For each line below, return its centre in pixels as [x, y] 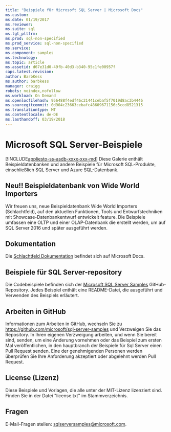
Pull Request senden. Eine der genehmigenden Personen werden [74, 351]
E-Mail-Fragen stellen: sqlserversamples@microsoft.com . [66, 424]
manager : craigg [23, 86]
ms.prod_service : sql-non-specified [44, 43]
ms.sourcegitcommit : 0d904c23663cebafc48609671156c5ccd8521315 [74, 105]
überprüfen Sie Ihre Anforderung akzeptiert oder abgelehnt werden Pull [81, 356]
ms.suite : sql [20, 29]
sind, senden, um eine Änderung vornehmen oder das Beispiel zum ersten [84, 340]
